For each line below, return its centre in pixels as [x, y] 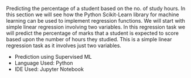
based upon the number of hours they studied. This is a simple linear [89, 39]
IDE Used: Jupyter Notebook [49, 69]
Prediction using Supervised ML [53, 57]
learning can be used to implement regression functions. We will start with [96, 21]
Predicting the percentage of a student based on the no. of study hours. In [96, 8]
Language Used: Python [44, 63]
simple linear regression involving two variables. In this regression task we [96, 27]
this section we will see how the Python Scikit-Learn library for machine [93, 15]
